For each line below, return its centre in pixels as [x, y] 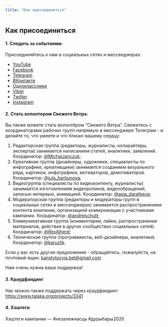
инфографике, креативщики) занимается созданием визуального [83, 167]
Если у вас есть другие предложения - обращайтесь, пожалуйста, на [80, 252]
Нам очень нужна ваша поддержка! [44, 268]
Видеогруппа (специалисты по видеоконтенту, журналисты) [78, 184]
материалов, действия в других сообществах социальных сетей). [84, 227]
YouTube [22, 64]
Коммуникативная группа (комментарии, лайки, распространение [85, 221]
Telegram [23, 75]
